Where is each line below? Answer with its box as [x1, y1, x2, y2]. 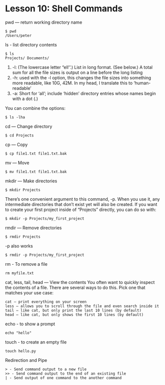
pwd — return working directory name [5, 19, 82, 25]
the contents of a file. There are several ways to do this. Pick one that [5, 284, 146, 290]
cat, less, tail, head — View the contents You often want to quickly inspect [5, 279, 155, 285]
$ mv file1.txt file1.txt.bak [5, 169, 67, 174]
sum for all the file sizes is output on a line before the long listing [12, 70, 143, 75]
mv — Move [5, 160, 29, 166]
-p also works [5, 243, 33, 249]
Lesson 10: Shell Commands [5, 3, 123, 14]
